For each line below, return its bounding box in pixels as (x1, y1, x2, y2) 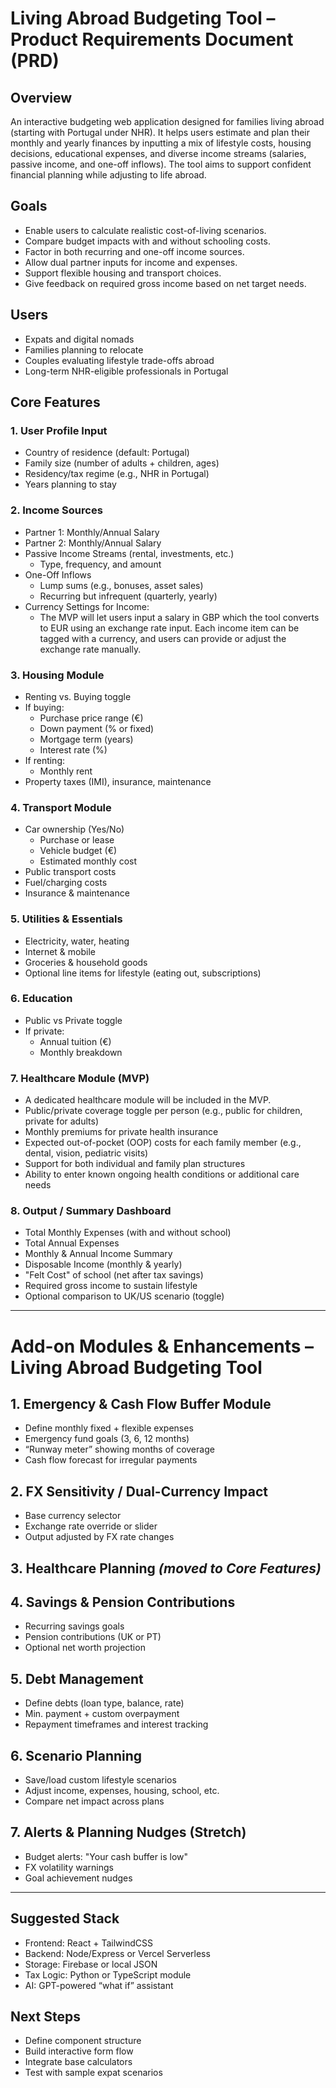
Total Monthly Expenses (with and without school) (24, 1227, 232, 1239)
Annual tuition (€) (39, 1035, 112, 1047)
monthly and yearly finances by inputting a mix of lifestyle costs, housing (10, 137, 312, 149)
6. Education (10, 992, 73, 1006)
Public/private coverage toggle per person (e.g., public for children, (24, 1105, 303, 1117)
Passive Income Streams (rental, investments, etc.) (24, 547, 235, 559)
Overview (10, 89, 73, 106)
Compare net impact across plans (24, 1795, 165, 1807)
